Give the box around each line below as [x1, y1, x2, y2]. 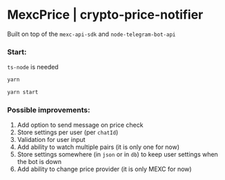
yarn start [7, 89, 39, 96]
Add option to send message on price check [17, 121, 144, 129]
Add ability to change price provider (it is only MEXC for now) [17, 165, 192, 173]
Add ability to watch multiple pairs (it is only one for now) [17, 143, 180, 152]
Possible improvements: [7, 105, 90, 114]
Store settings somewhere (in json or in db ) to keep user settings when [17, 150, 219, 159]
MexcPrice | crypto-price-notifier [7, 7, 204, 23]
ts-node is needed [7, 63, 59, 71]
